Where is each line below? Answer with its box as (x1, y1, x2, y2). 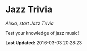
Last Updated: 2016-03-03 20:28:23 (5, 39, 82, 46)
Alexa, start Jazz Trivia (5, 20, 54, 26)
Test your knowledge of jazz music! (5, 30, 79, 36)
